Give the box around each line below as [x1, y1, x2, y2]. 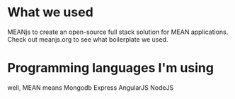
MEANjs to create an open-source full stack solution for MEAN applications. [7, 28, 229, 36]
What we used [7, 4, 93, 21]
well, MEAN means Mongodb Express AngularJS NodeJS [7, 83, 174, 92]
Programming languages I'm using [7, 60, 214, 76]
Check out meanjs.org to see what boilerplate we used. [7, 35, 168, 43]
